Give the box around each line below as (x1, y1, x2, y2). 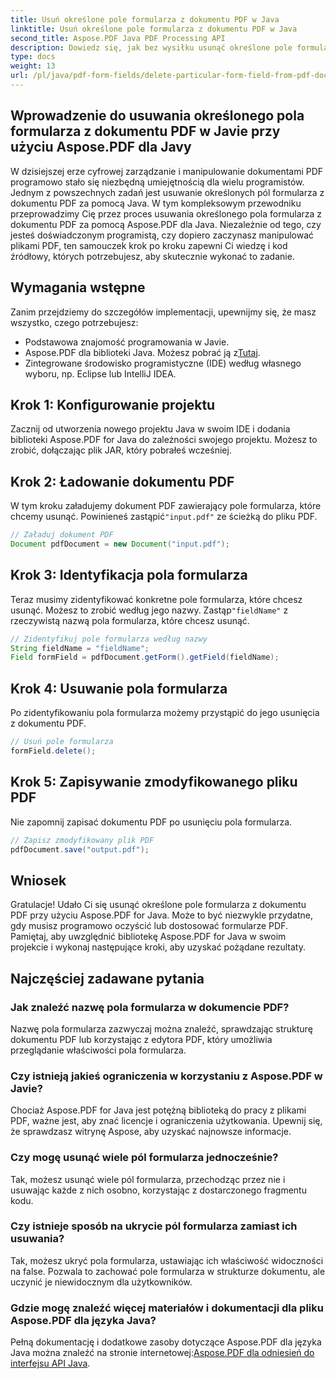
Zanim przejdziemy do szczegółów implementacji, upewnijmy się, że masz (10, 306, 317, 318)
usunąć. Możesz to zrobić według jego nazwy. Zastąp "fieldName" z (10, 604, 289, 616)
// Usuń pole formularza (10, 737, 114, 747)
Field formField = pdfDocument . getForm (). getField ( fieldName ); (10, 652, 280, 663)
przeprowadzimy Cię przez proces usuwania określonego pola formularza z (10, 207, 323, 220)
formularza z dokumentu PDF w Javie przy (10, 123, 281, 140)
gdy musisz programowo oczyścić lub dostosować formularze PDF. (10, 920, 288, 932)
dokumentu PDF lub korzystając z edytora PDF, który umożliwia (10, 1033, 273, 1045)
